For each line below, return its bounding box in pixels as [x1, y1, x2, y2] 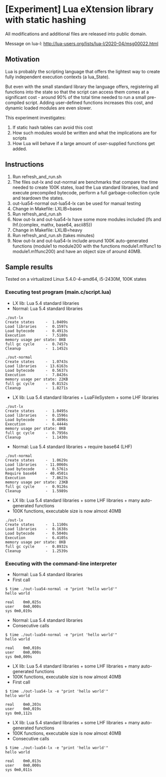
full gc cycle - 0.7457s [5, 342, 68, 347]
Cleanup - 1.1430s [5, 434, 68, 440]
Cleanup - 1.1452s [5, 346, 68, 351]
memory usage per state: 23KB [5, 480, 68, 485]
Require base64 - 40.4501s [5, 471, 68, 476]
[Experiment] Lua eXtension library [5, 4, 154, 15]
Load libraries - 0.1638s [5, 526, 68, 531]
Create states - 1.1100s [5, 522, 68, 527]
